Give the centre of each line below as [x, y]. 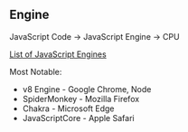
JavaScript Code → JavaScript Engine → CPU [94, 36]
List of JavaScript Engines [58, 54]
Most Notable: [36, 71]
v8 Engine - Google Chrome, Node [87, 89]
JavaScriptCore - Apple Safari [78, 118]
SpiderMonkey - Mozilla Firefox [81, 99]
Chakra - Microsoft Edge [68, 108]
